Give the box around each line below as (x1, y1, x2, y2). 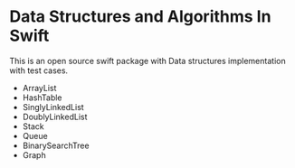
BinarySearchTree (22, 140, 90, 151)
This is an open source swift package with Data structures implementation (9, 55, 287, 66)
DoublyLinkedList (22, 111, 88, 122)
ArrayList (22, 82, 57, 93)
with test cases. (9, 65, 69, 76)
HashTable (22, 92, 62, 103)
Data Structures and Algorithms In (9, 6, 271, 27)
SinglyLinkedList (22, 101, 84, 112)
